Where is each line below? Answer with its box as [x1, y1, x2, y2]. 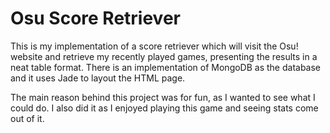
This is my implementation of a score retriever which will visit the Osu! [10, 40, 299, 52]
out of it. [10, 112, 45, 124]
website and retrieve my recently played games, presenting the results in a [10, 50, 318, 62]
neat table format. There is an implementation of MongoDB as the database [10, 61, 322, 73]
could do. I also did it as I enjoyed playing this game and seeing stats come [10, 102, 319, 114]
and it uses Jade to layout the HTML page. [10, 72, 186, 84]
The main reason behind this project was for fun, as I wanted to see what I [10, 91, 316, 103]
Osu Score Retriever [10, 7, 181, 30]
